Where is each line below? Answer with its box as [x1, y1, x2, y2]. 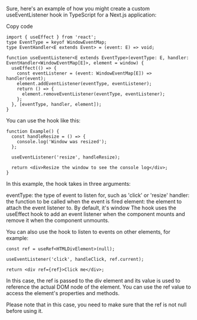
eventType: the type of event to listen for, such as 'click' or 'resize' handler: [6, 192, 190, 199]
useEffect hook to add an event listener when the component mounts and [6, 211, 185, 218]
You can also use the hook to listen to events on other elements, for [6, 228, 170, 235]
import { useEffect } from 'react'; [6, 34, 96, 40]
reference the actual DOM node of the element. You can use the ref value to [6, 283, 191, 290]
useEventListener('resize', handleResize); [11, 154, 120, 160]
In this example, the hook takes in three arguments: [6, 180, 131, 187]
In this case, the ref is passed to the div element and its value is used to [6, 277, 180, 284]
